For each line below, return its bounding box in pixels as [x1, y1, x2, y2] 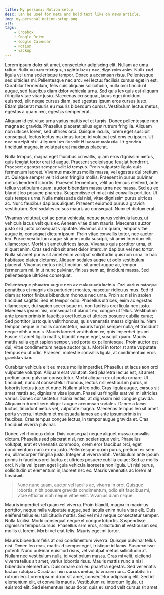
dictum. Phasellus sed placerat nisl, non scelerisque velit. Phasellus [5, 436, 141, 442]
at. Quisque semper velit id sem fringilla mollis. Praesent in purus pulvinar [5, 174, 153, 180]
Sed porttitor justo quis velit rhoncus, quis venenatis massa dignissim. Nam [5, 318, 156, 324]
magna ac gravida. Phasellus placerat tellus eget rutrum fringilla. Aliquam [5, 123, 152, 129]
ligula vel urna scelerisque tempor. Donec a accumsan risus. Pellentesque [5, 72, 154, 78]
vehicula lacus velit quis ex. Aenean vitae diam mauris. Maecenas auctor [5, 220, 151, 226]
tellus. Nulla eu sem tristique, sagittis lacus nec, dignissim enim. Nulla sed [5, 67, 153, 72]
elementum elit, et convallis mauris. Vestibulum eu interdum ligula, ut [5, 579, 143, 585]
